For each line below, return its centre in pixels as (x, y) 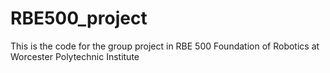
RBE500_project (79, 18)
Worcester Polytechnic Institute (75, 56)
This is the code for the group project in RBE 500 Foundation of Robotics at (165, 46)
